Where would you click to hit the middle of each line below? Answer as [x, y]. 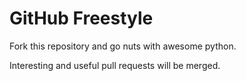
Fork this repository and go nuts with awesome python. [123, 46]
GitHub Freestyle [81, 18]
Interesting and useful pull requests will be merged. [115, 65]
